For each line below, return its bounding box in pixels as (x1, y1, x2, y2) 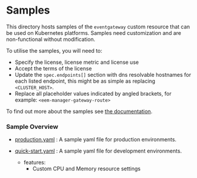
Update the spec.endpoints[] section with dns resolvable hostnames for (14, 71, 192, 78)
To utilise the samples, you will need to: (6, 47, 103, 54)
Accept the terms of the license (14, 64, 92, 72)
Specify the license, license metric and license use (14, 59, 139, 66)
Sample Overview (6, 122, 58, 131)
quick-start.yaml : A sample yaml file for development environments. (14, 147, 182, 154)
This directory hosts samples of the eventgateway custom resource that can (6, 23, 190, 30)
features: (23, 159, 46, 166)
